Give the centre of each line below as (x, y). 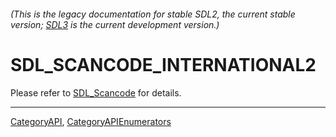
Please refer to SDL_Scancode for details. (96, 92)
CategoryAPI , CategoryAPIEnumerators (91, 121)
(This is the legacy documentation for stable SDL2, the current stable (153, 14)
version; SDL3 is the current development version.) (115, 24)
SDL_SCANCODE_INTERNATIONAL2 (163, 64)
